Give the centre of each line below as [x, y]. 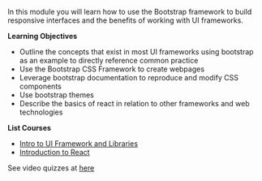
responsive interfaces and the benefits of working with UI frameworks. [126, 20]
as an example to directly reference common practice [109, 60]
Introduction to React [54, 152]
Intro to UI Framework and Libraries [79, 144]
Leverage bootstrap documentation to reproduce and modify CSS [129, 78]
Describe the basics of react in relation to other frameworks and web [134, 103]
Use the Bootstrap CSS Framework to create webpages [112, 69]
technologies [41, 112]
